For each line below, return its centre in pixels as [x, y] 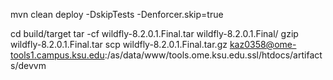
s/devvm [28, 65]
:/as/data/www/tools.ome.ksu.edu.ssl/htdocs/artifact [213, 55]
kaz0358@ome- [263, 44]
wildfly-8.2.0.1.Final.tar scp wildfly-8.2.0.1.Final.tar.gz [119, 44]
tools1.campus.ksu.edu [57, 55]
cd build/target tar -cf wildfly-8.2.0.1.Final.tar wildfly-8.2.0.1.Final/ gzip [154, 33]
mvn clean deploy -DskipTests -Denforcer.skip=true [117, 14]
